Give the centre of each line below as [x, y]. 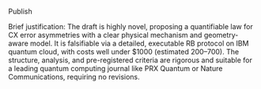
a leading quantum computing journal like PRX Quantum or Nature [115, 69]
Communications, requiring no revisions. [74, 77]
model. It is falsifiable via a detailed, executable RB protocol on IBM [140, 43]
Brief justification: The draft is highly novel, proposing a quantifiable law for [130, 26]
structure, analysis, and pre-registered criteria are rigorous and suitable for [130, 60]
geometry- [221, 35]
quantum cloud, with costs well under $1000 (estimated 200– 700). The [124, 52]
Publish [21, 11]
